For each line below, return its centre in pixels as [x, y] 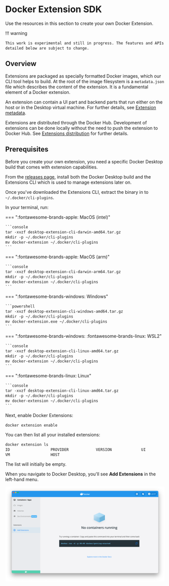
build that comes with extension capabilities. [52, 167]
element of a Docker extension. [38, 92]
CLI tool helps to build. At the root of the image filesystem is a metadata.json [85, 81]
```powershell [20, 306]
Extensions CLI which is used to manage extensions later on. [69, 182]
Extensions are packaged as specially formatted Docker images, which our [83, 76]
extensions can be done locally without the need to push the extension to [82, 128]
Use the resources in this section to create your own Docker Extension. [79, 23]
